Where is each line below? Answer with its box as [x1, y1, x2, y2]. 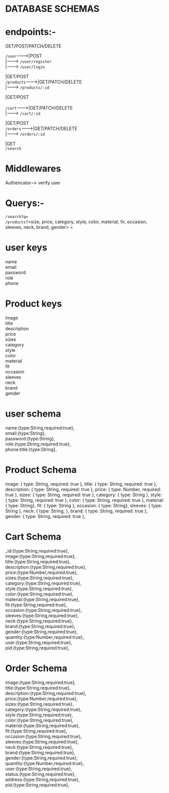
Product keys [5, 298, 62, 309]
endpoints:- [5, 26, 56, 38]
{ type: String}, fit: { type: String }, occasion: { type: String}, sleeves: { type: [5, 502, 162, 508]
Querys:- [5, 197, 45, 209]
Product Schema [5, 464, 77, 475]
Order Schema [5, 663, 67, 674]
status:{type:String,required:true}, [5, 771, 76, 777]
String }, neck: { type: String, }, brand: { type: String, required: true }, [5, 508, 148, 514]
